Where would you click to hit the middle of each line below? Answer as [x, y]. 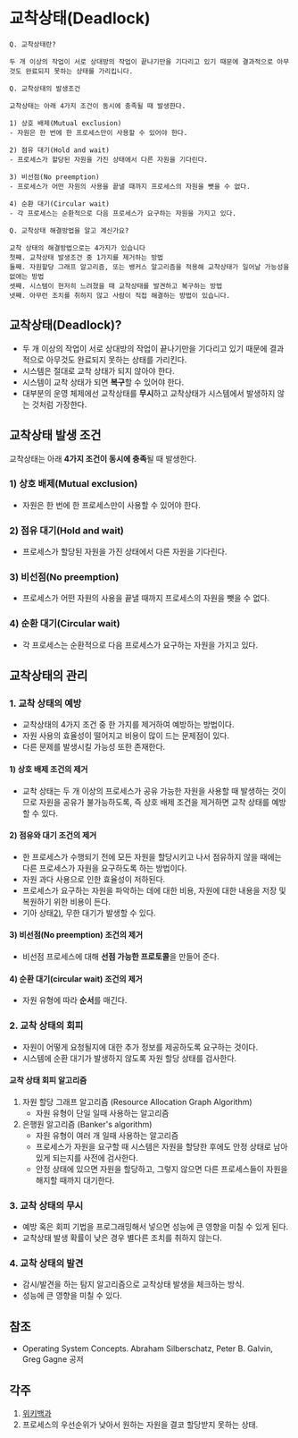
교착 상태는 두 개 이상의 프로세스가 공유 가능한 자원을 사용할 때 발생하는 [146, 791]
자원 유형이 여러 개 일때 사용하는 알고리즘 [107, 1135]
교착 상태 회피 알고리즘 [48, 1080]
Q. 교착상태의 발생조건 [45, 89]
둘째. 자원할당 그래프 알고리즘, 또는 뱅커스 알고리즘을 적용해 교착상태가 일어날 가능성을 [149, 267]
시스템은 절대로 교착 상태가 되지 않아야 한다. [99, 370]
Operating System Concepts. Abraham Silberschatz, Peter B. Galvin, [148, 1349]
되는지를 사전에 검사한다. [95, 1157]
